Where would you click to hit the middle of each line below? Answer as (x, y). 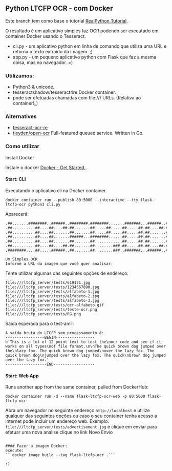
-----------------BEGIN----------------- (50, 337)
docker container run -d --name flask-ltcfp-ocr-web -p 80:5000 (75, 397)
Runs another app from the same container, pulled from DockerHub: (77, 387)
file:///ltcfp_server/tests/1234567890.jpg (52, 287)
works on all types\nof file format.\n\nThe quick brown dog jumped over (86, 346)
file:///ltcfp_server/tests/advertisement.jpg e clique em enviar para (81, 427)
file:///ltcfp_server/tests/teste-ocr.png (51, 310)
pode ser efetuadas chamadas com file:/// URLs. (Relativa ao (77, 98)
